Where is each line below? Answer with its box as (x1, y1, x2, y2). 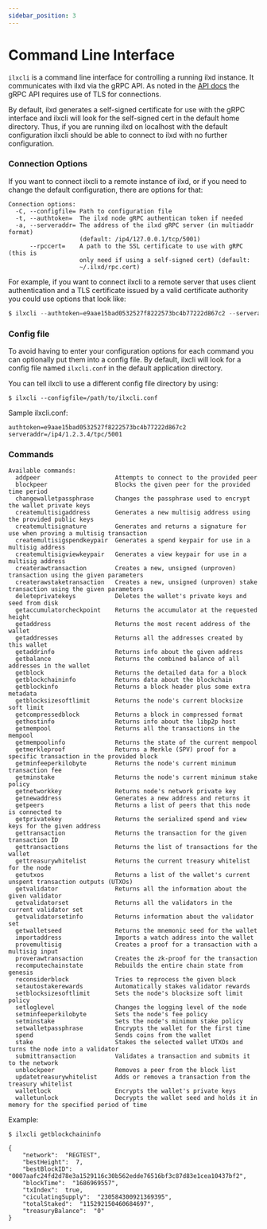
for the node (8, 864, 52, 872)
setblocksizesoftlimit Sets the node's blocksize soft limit (15, 989, 244, 998)
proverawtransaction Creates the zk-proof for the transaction (15, 955, 258, 963)
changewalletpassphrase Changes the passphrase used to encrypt (15, 495, 250, 503)
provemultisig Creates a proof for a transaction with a (15, 941, 258, 949)
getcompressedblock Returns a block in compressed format (15, 710, 244, 719)
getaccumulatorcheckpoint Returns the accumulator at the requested (15, 606, 258, 614)
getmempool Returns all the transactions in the (15, 725, 240, 733)
